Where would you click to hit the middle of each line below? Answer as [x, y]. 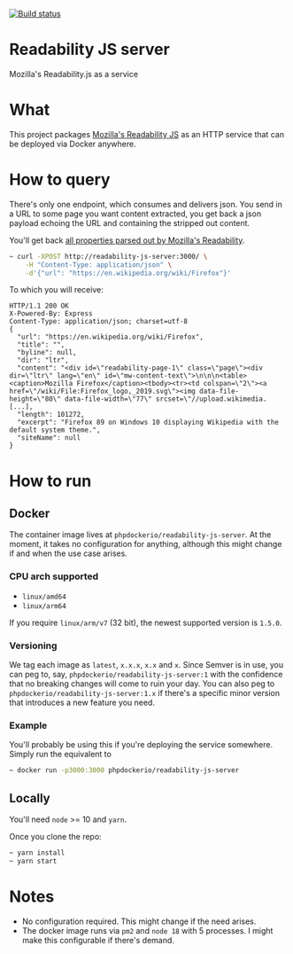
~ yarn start [33, 861]
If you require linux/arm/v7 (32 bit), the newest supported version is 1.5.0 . [146, 622]
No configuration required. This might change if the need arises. [139, 921]
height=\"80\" [35, 399]
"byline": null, [47, 353]
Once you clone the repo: [55, 837]
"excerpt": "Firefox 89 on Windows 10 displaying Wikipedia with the [148, 422]
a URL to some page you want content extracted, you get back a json [135, 214]
